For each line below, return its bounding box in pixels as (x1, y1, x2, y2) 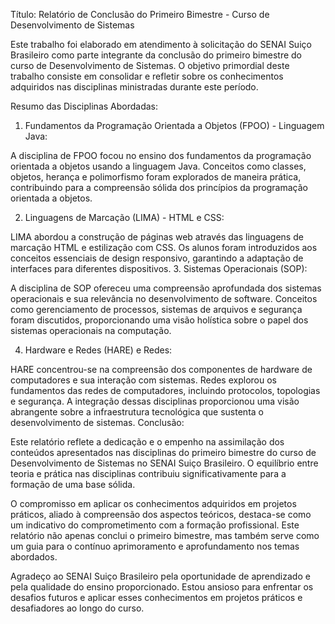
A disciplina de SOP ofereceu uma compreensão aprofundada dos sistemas (10, 282, 322, 294)
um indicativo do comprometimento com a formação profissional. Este (10, 519, 300, 531)
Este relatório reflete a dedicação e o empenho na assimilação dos (10, 436, 285, 448)
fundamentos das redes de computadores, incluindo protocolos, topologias (10, 385, 321, 396)
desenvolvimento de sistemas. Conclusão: (10, 417, 185, 428)
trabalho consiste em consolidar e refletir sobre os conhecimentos (10, 70, 284, 82)
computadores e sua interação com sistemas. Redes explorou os (10, 374, 277, 386)
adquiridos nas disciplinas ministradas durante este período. (10, 81, 259, 93)
